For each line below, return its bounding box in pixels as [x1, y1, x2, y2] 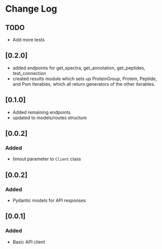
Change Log [5, 3, 57, 15]
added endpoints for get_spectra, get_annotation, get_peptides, [12, 64, 146, 71]
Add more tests [12, 37, 45, 43]
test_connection [12, 70, 47, 76]
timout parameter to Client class [12, 156, 81, 162]
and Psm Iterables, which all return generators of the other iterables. [12, 81, 155, 87]
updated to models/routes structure [12, 115, 87, 121]
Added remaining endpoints [12, 109, 71, 115]
